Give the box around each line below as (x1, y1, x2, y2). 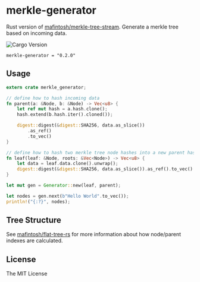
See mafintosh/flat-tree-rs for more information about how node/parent (6, 231, 182, 238)
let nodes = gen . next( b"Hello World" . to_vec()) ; (6, 193, 129, 199)
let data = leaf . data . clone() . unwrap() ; (17, 161, 118, 167)
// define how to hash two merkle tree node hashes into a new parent (6, 150, 185, 156)
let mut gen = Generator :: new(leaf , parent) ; (6, 182, 121, 188)
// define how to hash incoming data (6, 95, 100, 101)
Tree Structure (6, 215, 61, 226)
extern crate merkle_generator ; (6, 84, 86, 90)
